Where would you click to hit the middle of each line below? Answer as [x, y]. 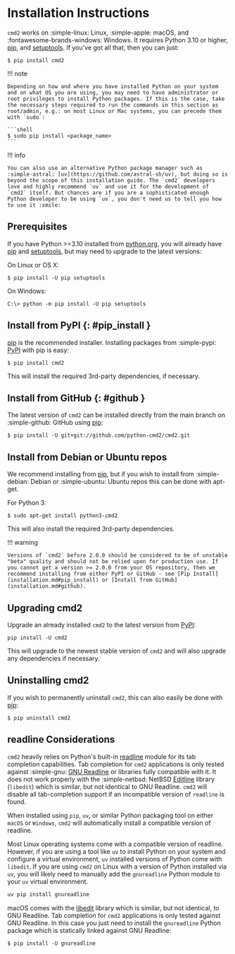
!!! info [17, 155]
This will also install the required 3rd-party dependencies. [91, 529]
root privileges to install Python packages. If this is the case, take [116, 99]
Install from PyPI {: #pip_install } [79, 326]
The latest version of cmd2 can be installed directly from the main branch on [116, 415]
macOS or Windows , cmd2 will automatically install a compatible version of [109, 823]
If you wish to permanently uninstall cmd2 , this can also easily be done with [115, 697]
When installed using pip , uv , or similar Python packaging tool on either [110, 815]
